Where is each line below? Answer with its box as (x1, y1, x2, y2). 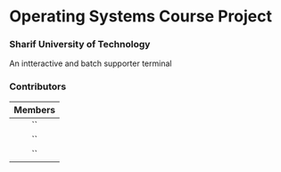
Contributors (9, 80, 67, 93)
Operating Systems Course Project (9, 6, 272, 27)
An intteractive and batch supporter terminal (9, 58, 172, 69)
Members (13, 103, 56, 116)
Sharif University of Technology (9, 38, 151, 51)
